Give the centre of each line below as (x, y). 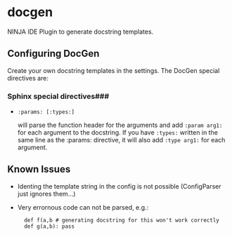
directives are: (28, 78)
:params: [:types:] (46, 112)
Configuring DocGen (53, 54)
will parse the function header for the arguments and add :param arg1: (120, 125)
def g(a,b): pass (50, 226)
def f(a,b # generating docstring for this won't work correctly (122, 220)
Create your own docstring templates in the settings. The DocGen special (114, 70)
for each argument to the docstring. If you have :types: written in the (117, 133)
